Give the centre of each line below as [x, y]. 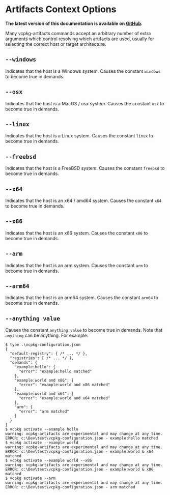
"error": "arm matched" [44, 412]
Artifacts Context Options [61, 9]
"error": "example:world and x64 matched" [64, 398]
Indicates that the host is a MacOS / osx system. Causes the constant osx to [85, 103]
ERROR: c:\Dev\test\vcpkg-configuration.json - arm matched [70, 487]
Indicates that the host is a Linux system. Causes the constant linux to [79, 136]
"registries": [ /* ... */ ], [42, 358]
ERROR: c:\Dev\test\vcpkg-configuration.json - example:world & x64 [79, 452]
